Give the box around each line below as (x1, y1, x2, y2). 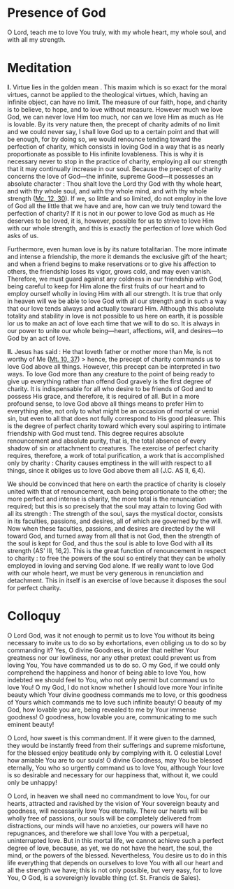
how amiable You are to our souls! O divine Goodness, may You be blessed (7, 756, 224, 764)
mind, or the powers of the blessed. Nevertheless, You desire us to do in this (7, 851, 228, 860)
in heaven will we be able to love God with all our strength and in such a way (7, 297, 227, 305)
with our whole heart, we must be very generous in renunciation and (7, 568, 204, 577)
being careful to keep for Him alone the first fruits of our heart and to (7, 281, 205, 291)
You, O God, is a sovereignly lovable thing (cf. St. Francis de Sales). (7, 873, 201, 881)
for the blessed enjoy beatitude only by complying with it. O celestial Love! (7, 749, 221, 757)
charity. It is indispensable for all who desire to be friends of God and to (7, 384, 214, 392)
